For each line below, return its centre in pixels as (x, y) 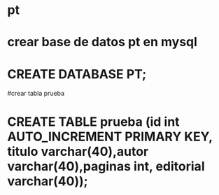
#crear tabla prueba (36, 94)
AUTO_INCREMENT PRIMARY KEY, (110, 137)
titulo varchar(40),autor (78, 151)
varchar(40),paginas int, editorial (106, 166)
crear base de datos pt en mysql (103, 42)
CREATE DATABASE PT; (77, 74)
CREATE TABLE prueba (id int (93, 122)
